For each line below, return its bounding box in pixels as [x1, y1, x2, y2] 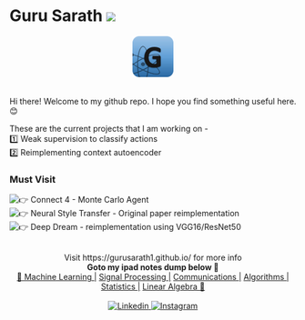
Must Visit [9, 173, 56, 185]
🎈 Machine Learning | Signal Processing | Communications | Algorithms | [16, 272, 290, 283]
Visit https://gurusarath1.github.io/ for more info [63, 252, 243, 264]
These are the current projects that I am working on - [9, 123, 209, 134]
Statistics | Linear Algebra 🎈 [100, 281, 206, 292]
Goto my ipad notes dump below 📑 [86, 262, 219, 273]
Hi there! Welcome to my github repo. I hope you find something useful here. [9, 95, 297, 106]
